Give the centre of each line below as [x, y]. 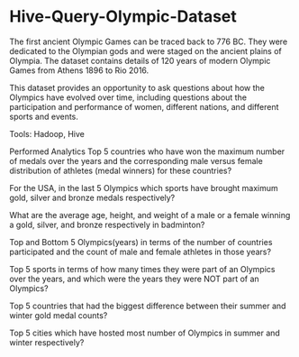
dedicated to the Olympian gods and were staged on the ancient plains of [145, 50]
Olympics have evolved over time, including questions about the [128, 97]
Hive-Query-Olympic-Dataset [123, 17]
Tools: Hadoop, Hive [47, 133]
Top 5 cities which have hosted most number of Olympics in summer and [145, 333]
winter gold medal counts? [59, 315]
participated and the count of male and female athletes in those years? [140, 252]
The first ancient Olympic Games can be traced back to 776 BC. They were [149, 41]
